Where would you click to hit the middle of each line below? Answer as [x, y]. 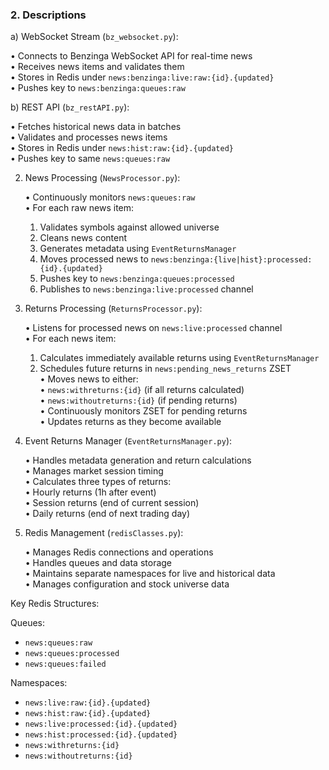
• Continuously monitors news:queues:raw [110, 197]
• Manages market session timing [94, 471]
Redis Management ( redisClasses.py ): [104, 533]
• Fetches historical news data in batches [96, 127]
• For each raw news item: [79, 208]
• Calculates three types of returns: [98, 482]
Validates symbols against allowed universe [129, 227]
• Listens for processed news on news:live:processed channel [153, 328]
